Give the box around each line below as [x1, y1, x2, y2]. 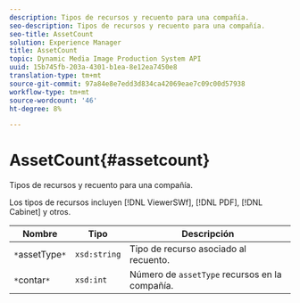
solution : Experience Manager [9, 37, 122, 47]
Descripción [181, 228, 235, 241]
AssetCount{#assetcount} [9, 151, 211, 170]
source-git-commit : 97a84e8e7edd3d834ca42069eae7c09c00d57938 [9, 79, 246, 88]
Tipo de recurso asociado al [129, 242, 247, 255]
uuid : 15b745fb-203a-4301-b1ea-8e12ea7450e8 [9, 63, 178, 72]
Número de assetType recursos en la [129, 268, 282, 281]
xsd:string [74, 250, 121, 259]
